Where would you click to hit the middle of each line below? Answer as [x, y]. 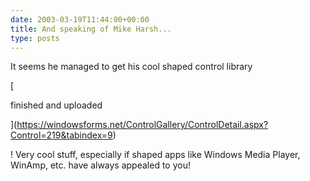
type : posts [35, 38]
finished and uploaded [56, 105]
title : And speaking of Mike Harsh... [91, 29]
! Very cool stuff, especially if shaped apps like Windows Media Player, [155, 155]
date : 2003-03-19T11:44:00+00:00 [80, 19]
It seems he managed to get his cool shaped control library [131, 67]
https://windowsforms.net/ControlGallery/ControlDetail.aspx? [142, 125]
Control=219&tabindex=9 [61, 135]
